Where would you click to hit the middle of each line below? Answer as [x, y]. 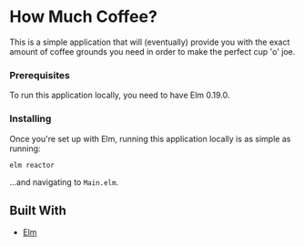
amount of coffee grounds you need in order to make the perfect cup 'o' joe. [152, 51]
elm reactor [32, 165]
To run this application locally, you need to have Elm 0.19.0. [120, 95]
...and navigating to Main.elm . [64, 182]
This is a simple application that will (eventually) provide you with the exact [150, 42]
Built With [38, 210]
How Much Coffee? [83, 17]
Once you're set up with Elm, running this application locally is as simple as [150, 138]
